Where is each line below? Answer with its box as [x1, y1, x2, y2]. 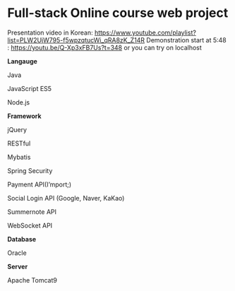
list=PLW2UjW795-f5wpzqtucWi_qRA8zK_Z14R [7, 35, 145, 44]
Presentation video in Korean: [7, 28, 93, 37]
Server [7, 262, 28, 271]
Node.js [7, 97, 30, 107]
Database [7, 234, 37, 243]
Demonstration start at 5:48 [146, 35, 227, 44]
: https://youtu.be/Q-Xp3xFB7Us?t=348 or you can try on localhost [7, 43, 203, 52]
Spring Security [7, 166, 53, 174]
